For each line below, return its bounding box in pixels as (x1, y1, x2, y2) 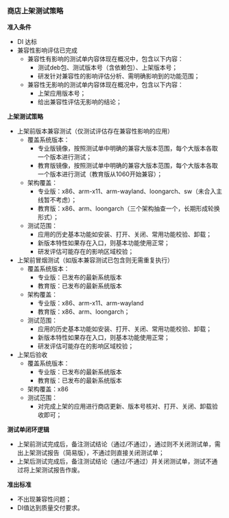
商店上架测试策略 (7, 6, 64, 15)
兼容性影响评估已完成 (16, 46, 77, 54)
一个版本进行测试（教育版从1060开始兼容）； (37, 170, 163, 178)
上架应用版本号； (37, 89, 86, 98)
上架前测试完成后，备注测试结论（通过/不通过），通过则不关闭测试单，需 (16, 440, 221, 449)
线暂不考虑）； (37, 196, 77, 204)
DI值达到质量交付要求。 (16, 504, 84, 512)
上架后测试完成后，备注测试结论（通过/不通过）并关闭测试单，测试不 (16, 457, 212, 466)
